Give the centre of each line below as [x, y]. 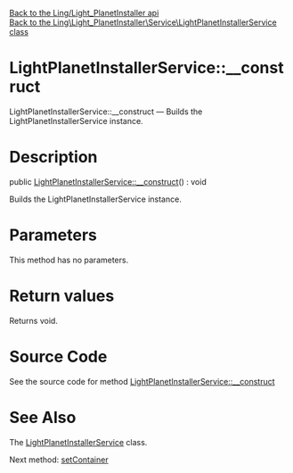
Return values [62, 296]
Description [53, 158]
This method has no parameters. [69, 260]
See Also [43, 417]
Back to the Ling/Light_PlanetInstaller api [84, 13]
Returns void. [33, 320]
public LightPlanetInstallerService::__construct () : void [108, 181]
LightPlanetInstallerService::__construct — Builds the [106, 112]
